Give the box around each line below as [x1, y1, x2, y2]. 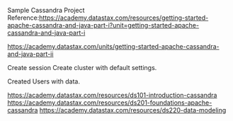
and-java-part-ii [7, 50, 54, 58]
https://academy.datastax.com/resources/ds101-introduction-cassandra [7, 91, 217, 99]
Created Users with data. [7, 77, 80, 86]
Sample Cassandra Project [7, 6, 85, 14]
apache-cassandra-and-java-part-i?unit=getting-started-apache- [7, 21, 200, 29]
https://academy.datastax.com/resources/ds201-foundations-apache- [7, 98, 212, 107]
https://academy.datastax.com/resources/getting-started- [38, 13, 209, 22]
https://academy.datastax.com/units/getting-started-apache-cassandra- [7, 42, 220, 50]
